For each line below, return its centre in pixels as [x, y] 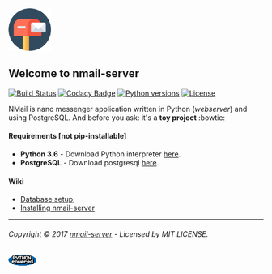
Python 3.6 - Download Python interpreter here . [100, 154]
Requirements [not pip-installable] [68, 136]
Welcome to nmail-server [74, 73]
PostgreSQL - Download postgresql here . [89, 163]
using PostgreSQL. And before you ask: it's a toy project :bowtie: [117, 118]
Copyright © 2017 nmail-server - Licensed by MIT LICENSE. [108, 233]
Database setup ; [47, 199]
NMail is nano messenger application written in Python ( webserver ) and [128, 109]
